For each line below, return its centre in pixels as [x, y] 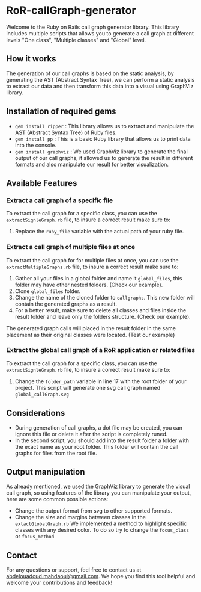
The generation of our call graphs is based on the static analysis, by [90, 73]
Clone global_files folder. [48, 291]
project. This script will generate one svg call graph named [88, 387]
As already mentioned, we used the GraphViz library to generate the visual [98, 486]
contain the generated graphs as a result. [66, 304]
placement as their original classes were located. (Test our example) [91, 335]
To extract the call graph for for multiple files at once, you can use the [92, 260]
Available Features [42, 183]
